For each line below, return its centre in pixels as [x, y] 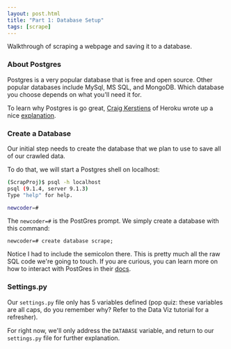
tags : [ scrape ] [29, 26]
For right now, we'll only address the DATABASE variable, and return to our [111, 330]
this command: [29, 228]
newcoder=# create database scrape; [60, 241]
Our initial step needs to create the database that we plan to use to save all [114, 148]
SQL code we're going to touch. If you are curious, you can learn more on [112, 261]
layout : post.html [34, 14]
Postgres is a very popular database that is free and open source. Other [110, 79]
